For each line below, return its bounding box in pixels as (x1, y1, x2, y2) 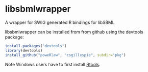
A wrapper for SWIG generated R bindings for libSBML (5, 19, 115, 25)
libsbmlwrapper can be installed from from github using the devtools (5, 29, 144, 35)
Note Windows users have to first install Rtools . (5, 61, 100, 67)
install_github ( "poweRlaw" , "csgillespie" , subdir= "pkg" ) (5, 53, 126, 57)
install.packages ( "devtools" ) (5, 43, 67, 48)
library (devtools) (5, 48, 43, 53)
